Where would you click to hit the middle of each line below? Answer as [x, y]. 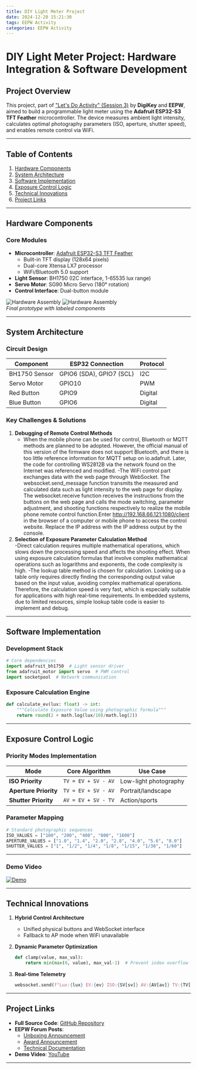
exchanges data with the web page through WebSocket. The [96, 477]
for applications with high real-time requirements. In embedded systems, [102, 595]
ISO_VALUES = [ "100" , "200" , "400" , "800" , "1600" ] [70, 835]
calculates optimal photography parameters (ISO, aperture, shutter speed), [96, 124]
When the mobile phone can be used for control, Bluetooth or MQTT [106, 439]
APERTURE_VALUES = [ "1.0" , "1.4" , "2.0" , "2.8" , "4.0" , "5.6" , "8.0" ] [94, 841]
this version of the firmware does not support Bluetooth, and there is [106, 452]
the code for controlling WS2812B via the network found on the [99, 464]
